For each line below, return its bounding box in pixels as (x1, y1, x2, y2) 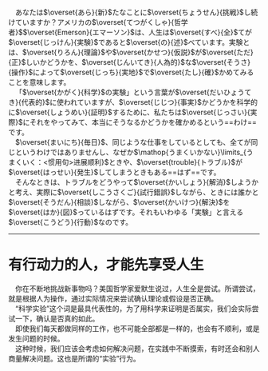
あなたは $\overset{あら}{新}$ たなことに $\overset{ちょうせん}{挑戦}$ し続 (15, 7, 258, 17)
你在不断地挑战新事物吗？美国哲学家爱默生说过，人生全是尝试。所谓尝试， (15, 283, 260, 293)
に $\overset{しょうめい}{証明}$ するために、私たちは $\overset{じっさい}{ (8, 107, 250, 117)
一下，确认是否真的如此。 (14, 313, 100, 323)
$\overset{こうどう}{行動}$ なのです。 (8, 217, 133, 226)
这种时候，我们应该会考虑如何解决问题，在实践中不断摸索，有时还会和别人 (15, 343, 260, 353)
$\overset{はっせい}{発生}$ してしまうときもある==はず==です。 (8, 167, 221, 177)
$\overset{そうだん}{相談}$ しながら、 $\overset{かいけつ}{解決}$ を (8, 197, 231, 206)
